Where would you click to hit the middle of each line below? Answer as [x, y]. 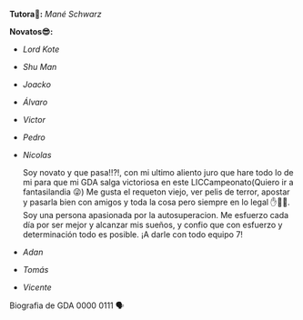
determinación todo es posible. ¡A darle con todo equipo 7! [133, 235]
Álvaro [35, 102]
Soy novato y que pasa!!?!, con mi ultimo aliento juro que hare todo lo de [158, 172]
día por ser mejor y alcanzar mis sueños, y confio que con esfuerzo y [152, 225]
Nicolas [37, 155]
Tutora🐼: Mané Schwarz [56, 14]
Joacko [37, 85]
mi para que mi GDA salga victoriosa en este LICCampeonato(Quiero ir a [158, 182]
